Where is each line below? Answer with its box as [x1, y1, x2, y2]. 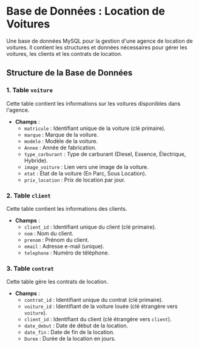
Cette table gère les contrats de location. [6, 278, 109, 285]
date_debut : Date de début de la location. [24, 322, 129, 329]
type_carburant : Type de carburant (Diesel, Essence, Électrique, [24, 150, 186, 157]
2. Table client [6, 191, 51, 200]
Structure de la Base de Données [6, 68, 133, 78]
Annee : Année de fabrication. [24, 144, 97, 151]
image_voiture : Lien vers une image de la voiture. [24, 163, 149, 171]
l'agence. [6, 106, 30, 114]
